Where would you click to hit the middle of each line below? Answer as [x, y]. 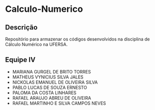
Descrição [21, 27]
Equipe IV [20, 60]
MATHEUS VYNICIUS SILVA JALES [48, 77]
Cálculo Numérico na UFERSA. [37, 44]
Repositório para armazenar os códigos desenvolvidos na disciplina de [77, 39]
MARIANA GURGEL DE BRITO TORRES [51, 72]
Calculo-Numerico [44, 9]
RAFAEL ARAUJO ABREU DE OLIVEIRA [52, 98]
